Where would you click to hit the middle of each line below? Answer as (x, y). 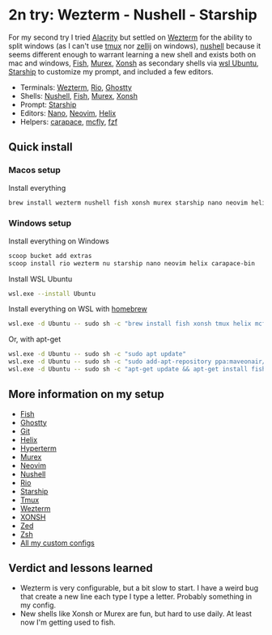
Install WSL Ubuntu (40, 279)
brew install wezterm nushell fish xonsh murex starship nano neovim (128, 203)
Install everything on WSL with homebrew (78, 309)
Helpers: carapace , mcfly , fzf (69, 121)
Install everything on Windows (59, 241)
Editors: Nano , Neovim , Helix (68, 113)
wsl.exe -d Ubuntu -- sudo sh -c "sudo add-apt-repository (110, 362)
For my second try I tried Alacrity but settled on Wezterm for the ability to (130, 37)
